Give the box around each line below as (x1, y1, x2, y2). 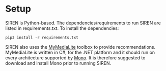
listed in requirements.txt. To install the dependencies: (5, 25, 119, 31)
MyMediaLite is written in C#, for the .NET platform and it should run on (5, 49, 155, 55)
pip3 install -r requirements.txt (5, 35, 79, 40)
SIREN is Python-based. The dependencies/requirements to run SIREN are (5, 20, 161, 26)
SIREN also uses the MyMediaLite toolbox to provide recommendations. (5, 44, 156, 50)
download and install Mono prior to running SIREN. (5, 60, 112, 66)
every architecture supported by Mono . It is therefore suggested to (5, 54, 146, 61)
